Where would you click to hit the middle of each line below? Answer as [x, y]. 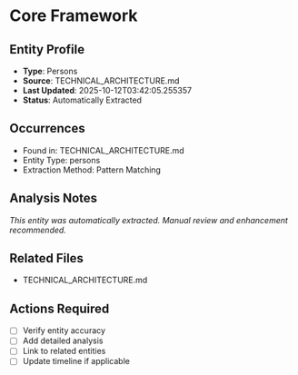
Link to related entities [64, 351]
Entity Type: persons [61, 160]
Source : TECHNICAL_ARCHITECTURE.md [101, 81]
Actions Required [60, 308]
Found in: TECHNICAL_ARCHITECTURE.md [103, 150]
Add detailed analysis [63, 340]
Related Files [47, 258]
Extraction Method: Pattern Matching [92, 170]
